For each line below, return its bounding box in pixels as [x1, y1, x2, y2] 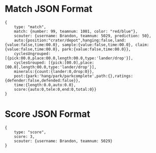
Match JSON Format [5, 3, 93, 15]
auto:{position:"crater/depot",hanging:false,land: [14, 38, 126, 43]
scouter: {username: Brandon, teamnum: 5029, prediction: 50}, [14, 33, 152, 38]
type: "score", [14, 130, 47, 135]
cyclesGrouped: [14, 60, 47, 65]
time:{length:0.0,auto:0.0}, [14, 82, 76, 87]
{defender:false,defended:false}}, [5, 78, 81, 83]
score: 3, [14, 134, 35, 139]
